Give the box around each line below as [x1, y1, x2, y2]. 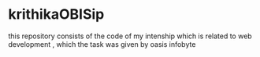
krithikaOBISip [8, 5, 105, 23]
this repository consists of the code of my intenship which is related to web [8, 31, 252, 41]
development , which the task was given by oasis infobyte [8, 39, 196, 48]
